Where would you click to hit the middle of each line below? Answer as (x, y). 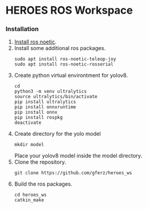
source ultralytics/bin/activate (56, 97)
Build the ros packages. (43, 184)
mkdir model (29, 145)
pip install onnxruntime (45, 107)
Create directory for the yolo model (57, 134)
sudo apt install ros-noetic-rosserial (64, 64)
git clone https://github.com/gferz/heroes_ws (73, 173)
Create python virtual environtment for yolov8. (71, 76)
